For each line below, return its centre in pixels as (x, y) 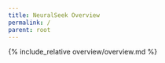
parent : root (29, 30)
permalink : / (29, 23)
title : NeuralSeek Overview (54, 15)
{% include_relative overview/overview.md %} (83, 52)
